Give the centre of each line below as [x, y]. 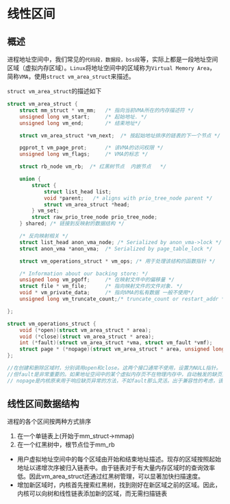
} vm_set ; [46, 211]
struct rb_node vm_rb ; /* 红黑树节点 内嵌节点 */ [93, 167]
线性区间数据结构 [43, 404]
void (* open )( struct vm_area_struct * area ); [86, 330]
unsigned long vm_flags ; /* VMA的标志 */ [84, 154]
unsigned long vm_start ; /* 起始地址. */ [83, 117]
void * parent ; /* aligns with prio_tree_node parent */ [128, 198]
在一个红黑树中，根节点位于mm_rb [66, 445]
